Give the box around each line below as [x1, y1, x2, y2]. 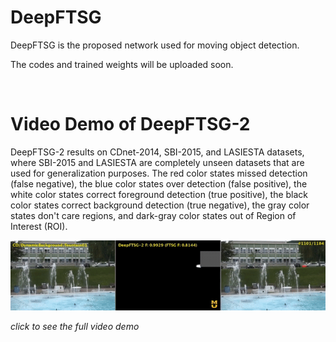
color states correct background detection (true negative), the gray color [10, 199, 310, 211]
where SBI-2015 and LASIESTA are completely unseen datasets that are [10, 156, 305, 168]
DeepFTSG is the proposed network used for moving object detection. [10, 39, 300, 51]
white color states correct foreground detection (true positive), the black [10, 188, 309, 200]
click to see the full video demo [10, 320, 140, 332]
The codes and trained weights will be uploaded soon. [10, 58, 234, 70]
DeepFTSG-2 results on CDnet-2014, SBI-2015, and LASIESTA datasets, [10, 146, 305, 158]
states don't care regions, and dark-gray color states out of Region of [10, 209, 297, 221]
